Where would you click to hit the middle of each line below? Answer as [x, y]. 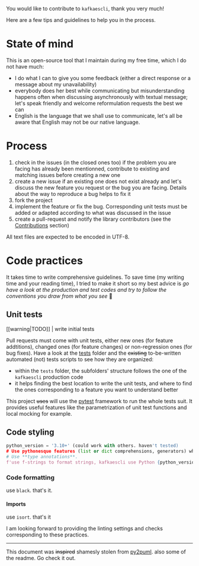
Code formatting [31, 477]
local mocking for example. [39, 413]
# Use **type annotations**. [42, 457]
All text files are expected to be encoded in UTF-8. [68, 237]
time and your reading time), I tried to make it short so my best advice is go [98, 283]
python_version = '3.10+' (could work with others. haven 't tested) [92, 446]
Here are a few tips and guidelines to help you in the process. [81, 20]
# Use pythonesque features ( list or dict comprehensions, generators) [96, 451]
